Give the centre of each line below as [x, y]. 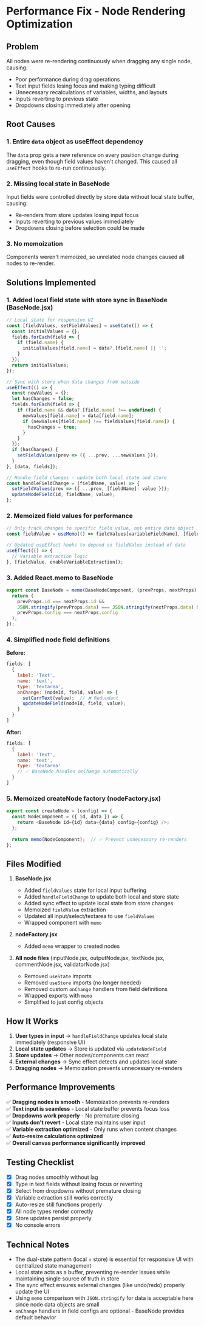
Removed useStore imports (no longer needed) [83, 982]
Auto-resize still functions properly [58, 1204]
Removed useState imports [58, 976]
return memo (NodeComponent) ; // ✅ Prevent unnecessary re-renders [99, 839]
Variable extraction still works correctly [64, 1197]
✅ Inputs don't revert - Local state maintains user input [76, 1122]
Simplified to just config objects [64, 1002]
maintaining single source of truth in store [67, 1279]
